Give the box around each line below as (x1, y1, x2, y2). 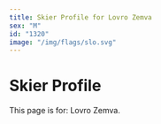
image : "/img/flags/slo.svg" (9, 37, 117, 47)
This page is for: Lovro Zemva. (9, 105, 121, 116)
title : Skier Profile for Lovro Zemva (9, 12, 152, 22)
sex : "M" (9, 21, 42, 30)
